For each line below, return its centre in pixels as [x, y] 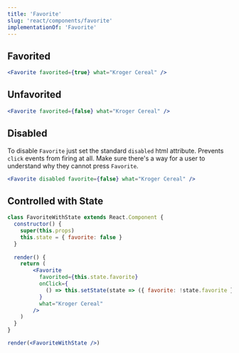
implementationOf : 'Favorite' [52, 27]
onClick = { [54, 284]
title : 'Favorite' [34, 14]
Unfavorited [34, 94]
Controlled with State [55, 201]
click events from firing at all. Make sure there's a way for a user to [106, 158]
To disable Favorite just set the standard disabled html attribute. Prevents [116, 150]
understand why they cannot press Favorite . [73, 165]
